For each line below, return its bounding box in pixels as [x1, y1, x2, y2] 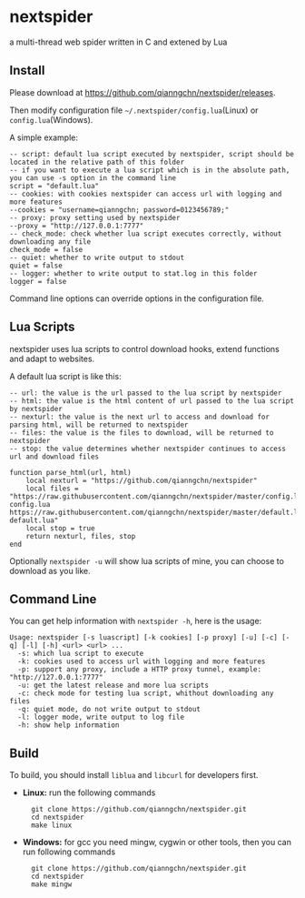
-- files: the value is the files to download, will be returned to [9, 428, 274, 438]
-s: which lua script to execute [17, 649, 144, 659]
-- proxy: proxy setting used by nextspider [9, 213, 181, 222]
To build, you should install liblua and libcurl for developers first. [9, 770, 259, 781]
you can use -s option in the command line [9, 173, 177, 183]
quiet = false [9, 261, 64, 270]
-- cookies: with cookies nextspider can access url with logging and [9, 189, 282, 198]
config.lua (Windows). [9, 114, 93, 125]
